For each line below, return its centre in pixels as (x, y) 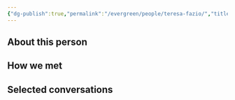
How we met (35, 66)
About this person (47, 42)
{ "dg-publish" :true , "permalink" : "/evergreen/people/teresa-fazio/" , (109, 14)
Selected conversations (60, 89)
